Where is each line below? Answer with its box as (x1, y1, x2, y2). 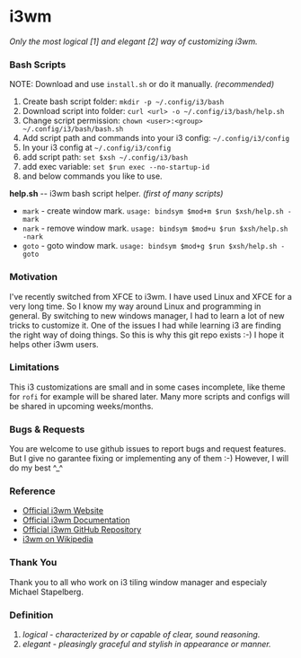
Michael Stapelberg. (9, 586, 84, 597)
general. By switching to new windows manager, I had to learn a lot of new (9, 310, 285, 320)
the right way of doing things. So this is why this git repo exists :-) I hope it (9, 329, 285, 340)
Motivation (9, 271, 58, 284)
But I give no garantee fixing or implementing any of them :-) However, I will (9, 453, 289, 464)
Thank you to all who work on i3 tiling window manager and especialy (9, 576, 268, 587)
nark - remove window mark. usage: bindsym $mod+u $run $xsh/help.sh (22, 223, 288, 234)
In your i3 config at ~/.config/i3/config (22, 142, 172, 154)
